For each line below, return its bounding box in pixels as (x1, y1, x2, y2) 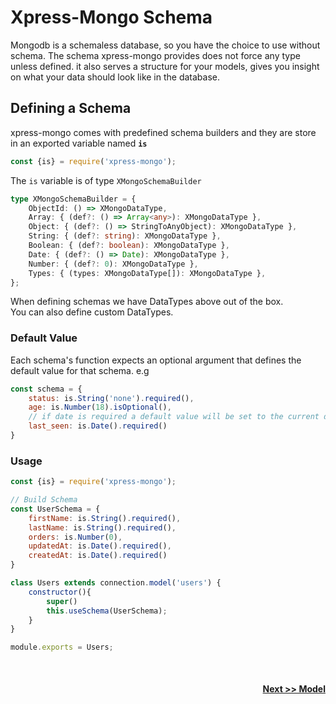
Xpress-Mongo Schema (10, 6, 213, 29)
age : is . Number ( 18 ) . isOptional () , (28, 402, 172, 413)
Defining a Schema (10, 100, 132, 117)
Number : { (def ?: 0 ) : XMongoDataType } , (28, 259, 199, 269)
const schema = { (10, 384, 83, 394)
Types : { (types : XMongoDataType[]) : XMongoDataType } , (28, 268, 267, 278)
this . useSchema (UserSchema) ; (46, 606, 168, 616)
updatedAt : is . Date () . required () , (28, 541, 172, 551)
